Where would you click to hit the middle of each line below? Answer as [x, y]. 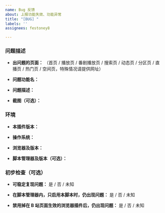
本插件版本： [25, 126]
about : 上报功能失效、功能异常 [33, 14]
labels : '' [16, 24]
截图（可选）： [27, 101]
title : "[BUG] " [22, 19]
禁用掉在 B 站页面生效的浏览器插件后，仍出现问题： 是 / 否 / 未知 [78, 206]
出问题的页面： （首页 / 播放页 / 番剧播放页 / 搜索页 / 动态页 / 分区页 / [83, 63]
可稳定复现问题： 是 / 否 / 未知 [43, 184]
